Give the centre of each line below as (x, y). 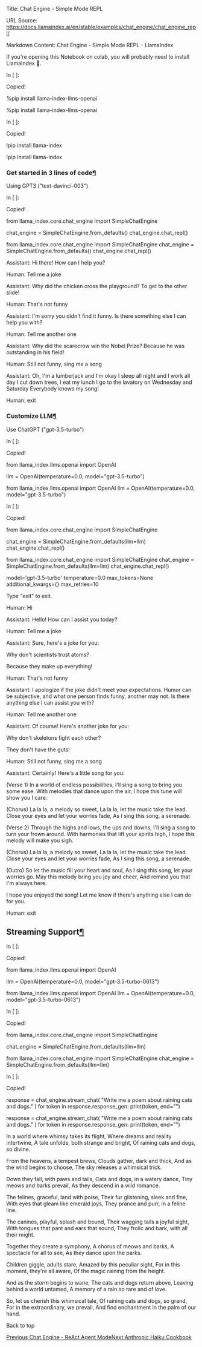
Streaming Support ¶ (45, 932)
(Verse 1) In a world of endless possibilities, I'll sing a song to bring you (94, 785)
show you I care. (27, 797)
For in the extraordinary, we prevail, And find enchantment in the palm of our (101, 1308)
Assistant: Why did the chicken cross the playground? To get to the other (97, 286)
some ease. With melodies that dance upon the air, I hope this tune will (94, 791)
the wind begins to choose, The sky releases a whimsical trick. (84, 1167)
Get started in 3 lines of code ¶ (51, 173)
